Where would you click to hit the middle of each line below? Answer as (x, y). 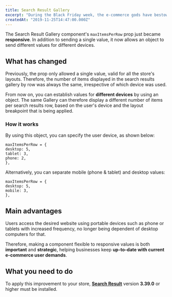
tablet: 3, (17, 154)
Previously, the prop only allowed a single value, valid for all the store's (80, 74)
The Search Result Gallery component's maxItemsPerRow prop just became (83, 34)
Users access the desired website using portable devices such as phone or (85, 224)
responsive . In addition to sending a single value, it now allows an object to (85, 40)
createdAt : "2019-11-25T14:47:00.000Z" (48, 20)
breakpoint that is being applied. (39, 111)
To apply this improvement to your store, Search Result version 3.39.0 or (83, 284)
